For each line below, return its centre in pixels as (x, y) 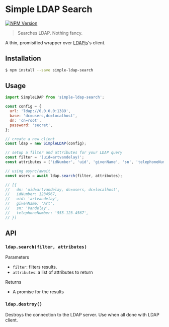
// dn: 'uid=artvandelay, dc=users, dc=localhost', (63, 190)
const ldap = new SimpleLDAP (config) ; (46, 144)
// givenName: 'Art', (30, 204)
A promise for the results (38, 292)
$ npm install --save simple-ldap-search (49, 70)
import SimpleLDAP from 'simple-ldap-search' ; (55, 97)
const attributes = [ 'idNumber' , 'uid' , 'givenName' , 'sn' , (70, 162)
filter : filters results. (35, 267)
